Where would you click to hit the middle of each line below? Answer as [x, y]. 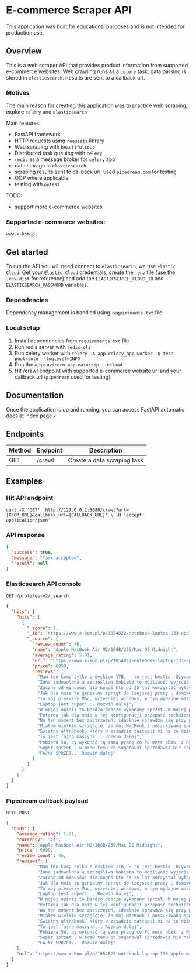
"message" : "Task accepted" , [47, 558]
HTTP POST [18, 813]
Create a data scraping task [106, 460]
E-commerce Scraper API [69, 10]
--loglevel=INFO [60, 359]
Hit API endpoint [30, 498]
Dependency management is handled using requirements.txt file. [85, 313]
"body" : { [23, 828]
